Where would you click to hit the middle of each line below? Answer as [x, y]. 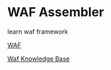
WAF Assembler [56, 12]
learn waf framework [38, 31]
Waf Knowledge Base [39, 58]
